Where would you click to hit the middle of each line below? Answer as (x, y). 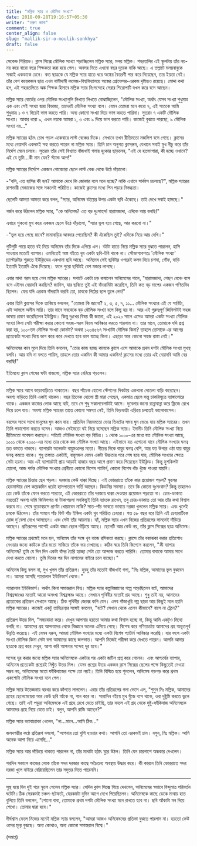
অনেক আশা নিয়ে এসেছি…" (29, 740)
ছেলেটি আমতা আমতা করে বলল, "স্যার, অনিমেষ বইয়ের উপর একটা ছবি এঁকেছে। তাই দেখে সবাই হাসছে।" (95, 199)
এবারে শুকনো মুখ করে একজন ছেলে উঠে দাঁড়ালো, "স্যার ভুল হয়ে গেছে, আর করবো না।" (79, 223)
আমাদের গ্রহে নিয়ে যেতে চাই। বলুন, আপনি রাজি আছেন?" (54, 709)
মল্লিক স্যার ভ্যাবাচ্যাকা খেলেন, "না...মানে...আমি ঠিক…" (52, 721)
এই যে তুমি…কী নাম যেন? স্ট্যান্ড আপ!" (39, 157)
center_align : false (31, 34)
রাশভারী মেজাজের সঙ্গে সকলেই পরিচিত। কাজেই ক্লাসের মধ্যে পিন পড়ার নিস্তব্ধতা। (73, 187)
